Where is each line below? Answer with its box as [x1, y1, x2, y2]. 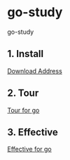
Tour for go [7, 106, 40, 114]
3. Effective [7, 126, 58, 138]
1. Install [7, 48, 44, 60]
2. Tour [7, 87, 39, 99]
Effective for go [7, 145, 52, 154]
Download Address [7, 66, 63, 75]
